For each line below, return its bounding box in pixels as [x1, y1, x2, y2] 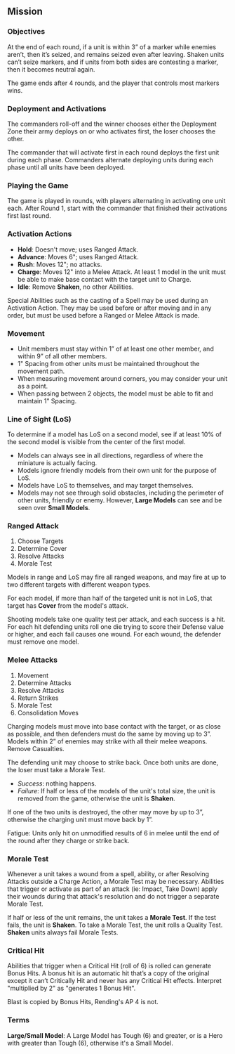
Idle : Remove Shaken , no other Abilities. [17, 282, 134, 291]
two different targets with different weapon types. [7, 580, 151, 589]
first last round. [7, 212, 51, 220]
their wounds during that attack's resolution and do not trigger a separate [7, 892, 220, 901]
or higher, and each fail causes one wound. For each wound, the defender [7, 630, 222, 639]
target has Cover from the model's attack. [7, 601, 128, 610]
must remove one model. [7, 637, 79, 646]
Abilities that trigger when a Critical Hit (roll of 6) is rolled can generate [7, 962, 212, 970]
